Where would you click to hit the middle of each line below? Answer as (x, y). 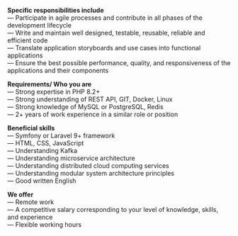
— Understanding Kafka (42, 151)
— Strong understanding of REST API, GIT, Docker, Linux (90, 99)
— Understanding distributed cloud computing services (88, 165)
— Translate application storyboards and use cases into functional (104, 48)
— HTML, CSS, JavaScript (46, 143)
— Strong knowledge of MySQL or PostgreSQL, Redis (86, 107)
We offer (21, 195)
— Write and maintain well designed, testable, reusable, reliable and (106, 33)
